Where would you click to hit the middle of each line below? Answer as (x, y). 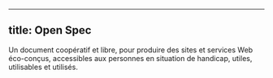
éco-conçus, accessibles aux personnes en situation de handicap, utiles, (130, 58)
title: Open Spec (50, 30)
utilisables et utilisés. (43, 67)
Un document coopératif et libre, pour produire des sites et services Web (131, 50)
